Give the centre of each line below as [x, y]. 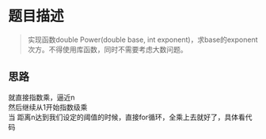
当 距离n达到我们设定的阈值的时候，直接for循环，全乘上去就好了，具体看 [127, 117]
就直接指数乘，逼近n [42, 97]
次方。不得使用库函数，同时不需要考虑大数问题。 [107, 49]
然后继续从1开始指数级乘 [48, 107]
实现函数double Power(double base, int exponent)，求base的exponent [142, 39]
